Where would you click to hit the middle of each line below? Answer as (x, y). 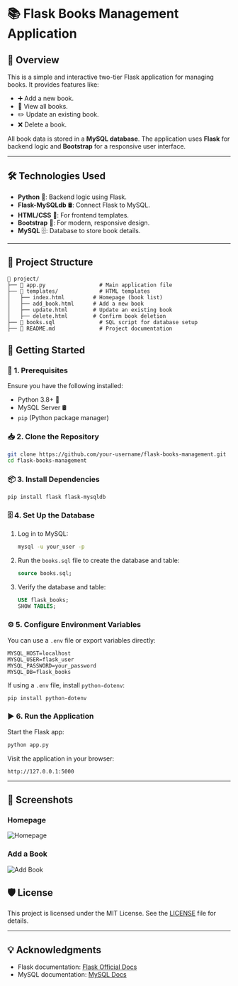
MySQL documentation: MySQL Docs (72, 975)
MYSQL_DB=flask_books (39, 672)
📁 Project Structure (50, 263)
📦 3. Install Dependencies (54, 479)
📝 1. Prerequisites (38, 370)
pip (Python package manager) (63, 418)
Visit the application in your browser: (61, 759)
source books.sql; (45, 573)
